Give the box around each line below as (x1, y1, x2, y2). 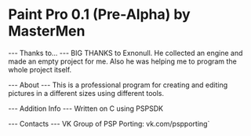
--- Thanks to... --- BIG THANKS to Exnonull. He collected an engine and (8, 48, 243, 57)
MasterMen (8, 22, 85, 40)
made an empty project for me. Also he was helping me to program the (8, 57, 237, 66)
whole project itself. (8, 64, 72, 74)
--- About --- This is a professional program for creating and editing (8, 80, 228, 90)
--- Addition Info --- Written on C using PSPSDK (8, 104, 163, 113)
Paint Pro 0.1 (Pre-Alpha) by (8, 6, 191, 24)
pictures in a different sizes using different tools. (8, 88, 165, 97)
